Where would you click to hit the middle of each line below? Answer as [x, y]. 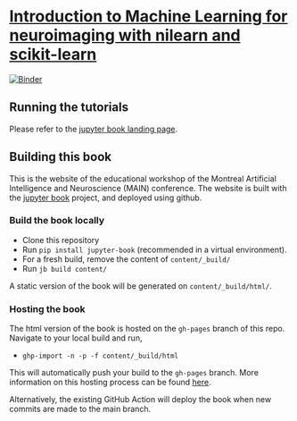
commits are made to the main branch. [80, 409]
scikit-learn [53, 55]
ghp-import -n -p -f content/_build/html [100, 356]
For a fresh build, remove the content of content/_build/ [126, 259]
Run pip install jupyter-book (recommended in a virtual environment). [154, 249]
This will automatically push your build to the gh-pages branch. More [134, 373]
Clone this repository [61, 240]
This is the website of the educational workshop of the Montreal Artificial [143, 178]
